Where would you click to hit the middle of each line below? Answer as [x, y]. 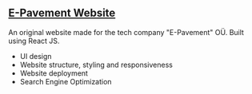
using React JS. [34, 41]
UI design [36, 56]
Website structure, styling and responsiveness [96, 65]
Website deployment [54, 73]
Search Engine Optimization [66, 81]
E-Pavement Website [62, 13]
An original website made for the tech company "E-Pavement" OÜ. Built [126, 32]
